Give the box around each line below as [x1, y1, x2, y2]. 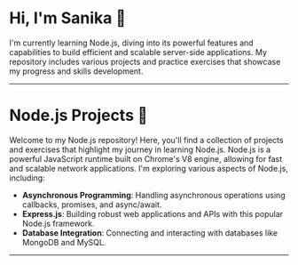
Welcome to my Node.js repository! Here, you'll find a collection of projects [9, 134, 284, 145]
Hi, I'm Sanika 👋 [9, 8, 127, 28]
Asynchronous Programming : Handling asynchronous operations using [21, 189, 286, 200]
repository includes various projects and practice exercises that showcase [9, 56, 281, 67]
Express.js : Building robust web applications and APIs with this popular [21, 208, 284, 219]
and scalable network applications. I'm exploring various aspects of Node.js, [9, 163, 288, 173]
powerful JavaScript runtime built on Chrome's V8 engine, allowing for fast [9, 153, 282, 164]
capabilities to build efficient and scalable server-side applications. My [9, 46, 268, 57]
